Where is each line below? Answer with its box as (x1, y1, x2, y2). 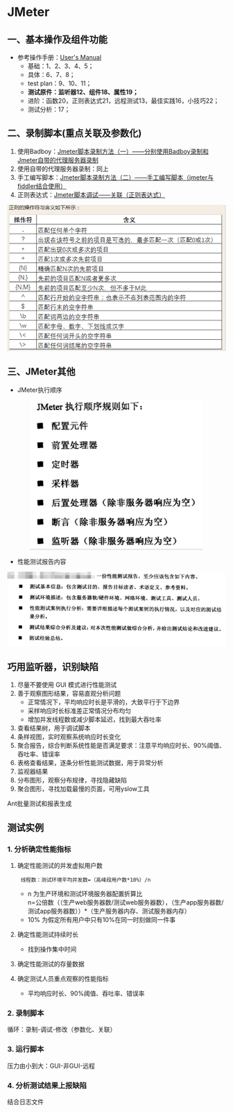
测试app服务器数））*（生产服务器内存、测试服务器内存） (27, 907, 191, 916)
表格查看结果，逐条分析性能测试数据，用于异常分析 (17, 759, 164, 767)
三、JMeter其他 (7, 366, 76, 378)
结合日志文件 (7, 1097, 44, 1106)
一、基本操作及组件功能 (7, 33, 107, 45)
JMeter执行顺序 (17, 386, 62, 394)
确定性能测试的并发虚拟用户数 (17, 862, 103, 870)
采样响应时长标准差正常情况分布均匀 (27, 707, 132, 715)
